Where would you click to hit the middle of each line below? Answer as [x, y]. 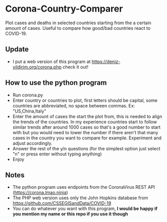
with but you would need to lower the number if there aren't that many [85, 132]
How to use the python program [56, 83]
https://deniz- [106, 62]
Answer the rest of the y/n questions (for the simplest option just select [86, 148]
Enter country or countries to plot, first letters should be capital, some [85, 100]
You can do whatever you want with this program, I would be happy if [85, 209]
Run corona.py [28, 95]
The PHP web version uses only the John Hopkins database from [80, 198]
